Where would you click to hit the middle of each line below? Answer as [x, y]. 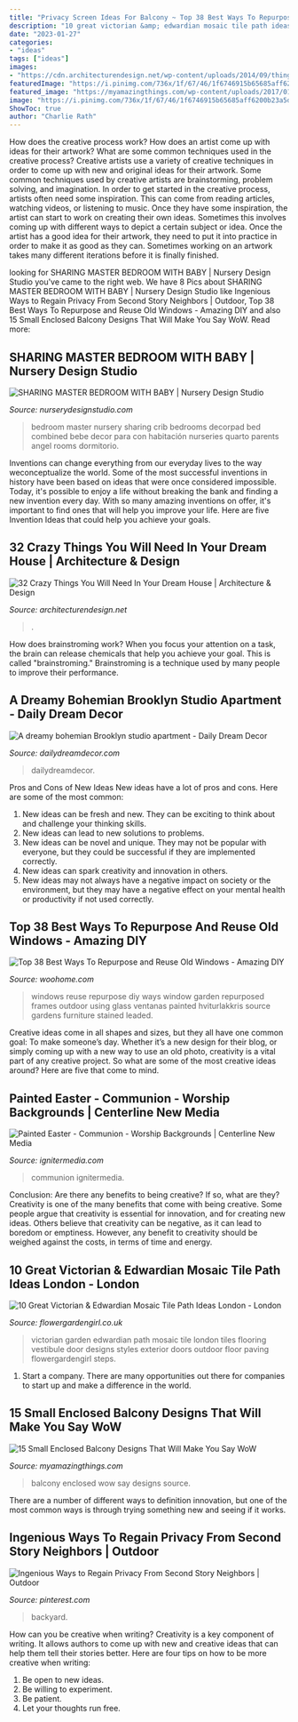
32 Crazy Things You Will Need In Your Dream [138, 548]
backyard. [49, 1617]
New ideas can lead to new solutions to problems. [113, 833]
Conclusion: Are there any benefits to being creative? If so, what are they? [145, 1195]
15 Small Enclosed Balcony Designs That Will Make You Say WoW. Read [140, 320]
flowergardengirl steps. [74, 1358]
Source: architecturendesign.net [68, 609]
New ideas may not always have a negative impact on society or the [146, 880]
